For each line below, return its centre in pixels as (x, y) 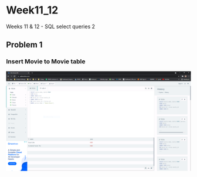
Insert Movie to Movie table (46, 62)
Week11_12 (32, 10)
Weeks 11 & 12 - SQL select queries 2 (51, 26)
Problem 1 (24, 45)
